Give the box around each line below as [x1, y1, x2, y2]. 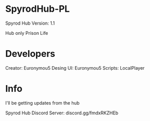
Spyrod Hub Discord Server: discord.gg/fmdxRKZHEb [5, 110, 119, 116]
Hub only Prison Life [5, 30, 49, 36]
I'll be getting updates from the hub [5, 99, 80, 106]
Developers [5, 48, 55, 59]
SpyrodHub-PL [5, 3, 70, 15]
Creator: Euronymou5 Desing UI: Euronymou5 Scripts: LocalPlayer [5, 65, 145, 71]
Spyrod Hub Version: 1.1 [5, 20, 55, 26]
